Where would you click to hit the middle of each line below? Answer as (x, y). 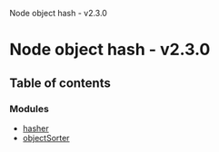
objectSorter (46, 138)
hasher (36, 128)
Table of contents (60, 83)
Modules (30, 109)
